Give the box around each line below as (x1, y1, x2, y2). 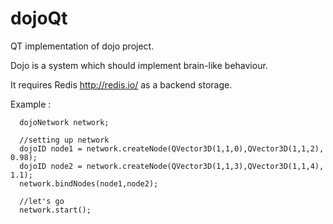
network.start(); (19, 205, 92, 215)
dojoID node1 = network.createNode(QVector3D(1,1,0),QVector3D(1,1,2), (19, 143, 325, 154)
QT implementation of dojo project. (10, 40, 155, 52)
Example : (10, 98, 52, 110)
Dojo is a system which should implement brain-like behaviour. (10, 59, 268, 71)
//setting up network (19, 135, 110, 145)
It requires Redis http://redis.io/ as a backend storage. (10, 78, 233, 91)
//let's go (19, 196, 65, 206)
